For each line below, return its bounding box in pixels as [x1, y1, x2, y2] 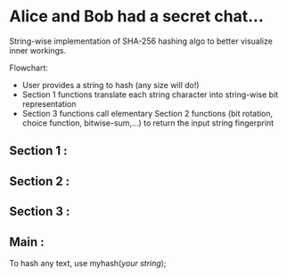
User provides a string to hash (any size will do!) [21, 79, 200, 90]
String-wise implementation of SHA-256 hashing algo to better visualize [9, 36, 274, 46]
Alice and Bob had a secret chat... [9, 6, 265, 27]
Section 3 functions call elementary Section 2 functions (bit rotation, [21, 108, 274, 118]
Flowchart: [9, 62, 49, 73]
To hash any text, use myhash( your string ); [9, 257, 167, 268]
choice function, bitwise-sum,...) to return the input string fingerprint [21, 118, 275, 128]
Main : [9, 234, 45, 249]
